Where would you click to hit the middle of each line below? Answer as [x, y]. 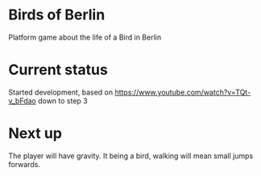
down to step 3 [62, 101]
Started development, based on [61, 92]
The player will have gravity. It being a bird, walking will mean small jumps [131, 156]
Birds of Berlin [57, 15]
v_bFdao [22, 101]
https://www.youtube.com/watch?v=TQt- [183, 92]
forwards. [24, 164]
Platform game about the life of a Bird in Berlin [85, 37]
